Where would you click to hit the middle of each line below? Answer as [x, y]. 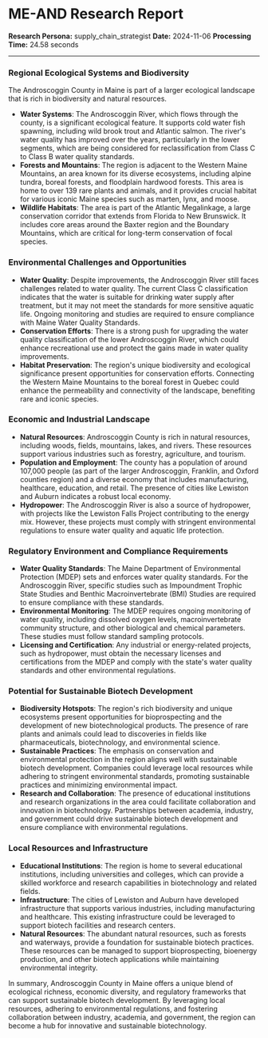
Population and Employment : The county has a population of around [133, 462]
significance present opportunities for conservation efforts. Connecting [137, 373]
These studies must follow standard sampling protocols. [112, 637]
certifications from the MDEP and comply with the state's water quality [136, 662]
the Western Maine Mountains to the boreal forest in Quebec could [129, 381]
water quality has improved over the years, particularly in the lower [130, 140]
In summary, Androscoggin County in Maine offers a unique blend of [121, 983]
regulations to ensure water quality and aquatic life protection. [122, 530]
